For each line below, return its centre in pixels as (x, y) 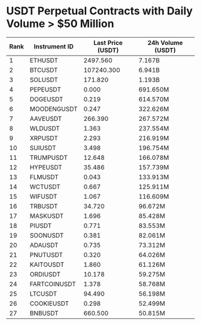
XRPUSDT (44, 138)
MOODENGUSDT (54, 109)
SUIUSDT (43, 148)
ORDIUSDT (45, 274)
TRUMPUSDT (48, 157)
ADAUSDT (44, 245)
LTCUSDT (43, 293)
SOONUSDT (47, 235)
